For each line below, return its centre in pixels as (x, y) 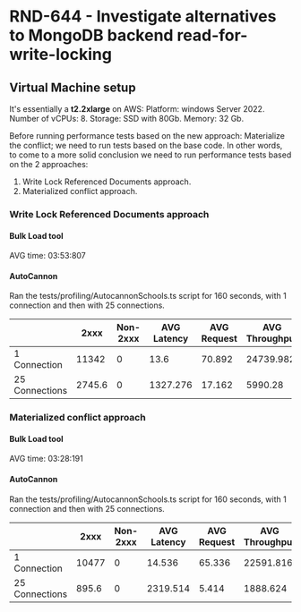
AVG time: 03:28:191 (46, 459)
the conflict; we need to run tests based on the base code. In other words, (146, 145)
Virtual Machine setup (73, 87)
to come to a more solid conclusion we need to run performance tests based (150, 155)
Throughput (270, 541)
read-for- (212, 35)
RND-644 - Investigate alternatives (143, 17)
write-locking (60, 55)
